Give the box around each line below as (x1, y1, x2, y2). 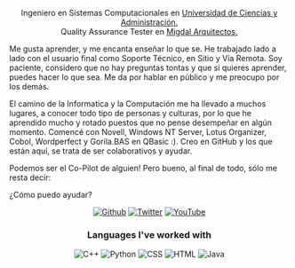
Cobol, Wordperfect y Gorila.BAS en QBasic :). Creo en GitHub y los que (9, 137, 273, 146)
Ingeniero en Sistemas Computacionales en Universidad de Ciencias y (20, 8, 278, 18)
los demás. (9, 82, 50, 91)
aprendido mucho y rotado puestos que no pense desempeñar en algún (9, 117, 273, 128)
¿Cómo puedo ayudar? (9, 190, 92, 200)
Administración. (120, 17, 179, 28)
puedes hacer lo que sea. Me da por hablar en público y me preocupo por (9, 72, 280, 83)
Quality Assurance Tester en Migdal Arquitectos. (60, 27, 238, 36)
